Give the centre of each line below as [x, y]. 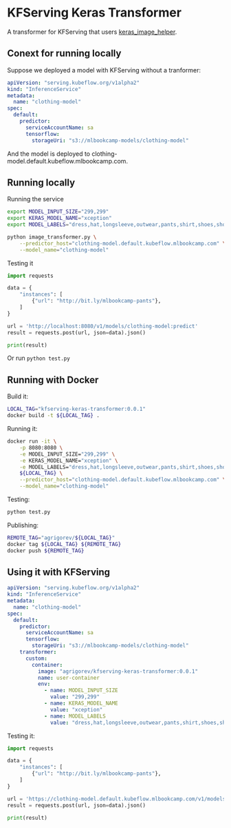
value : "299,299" [75, 697]
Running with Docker [53, 380]
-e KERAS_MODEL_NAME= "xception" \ [69, 461]
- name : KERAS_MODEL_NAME [81, 704]
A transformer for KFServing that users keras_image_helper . [92, 32]
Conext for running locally [64, 53]
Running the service [35, 199]
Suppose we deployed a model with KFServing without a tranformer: [104, 70]
